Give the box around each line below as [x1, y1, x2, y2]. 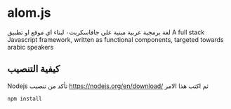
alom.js [7, 5, 51, 21]
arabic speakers [7, 43, 54, 51]
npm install [7, 95, 42, 102]
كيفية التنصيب [7, 63, 60, 75]
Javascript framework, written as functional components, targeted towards [7, 35, 224, 43]
